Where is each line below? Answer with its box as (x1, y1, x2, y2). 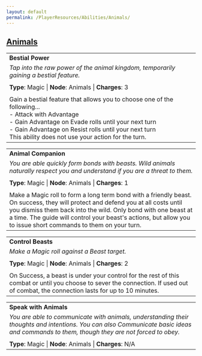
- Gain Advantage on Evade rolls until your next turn (9, 118, 157, 126)
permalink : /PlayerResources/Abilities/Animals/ (6, 14, 130, 20)
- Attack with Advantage (9, 110, 79, 119)
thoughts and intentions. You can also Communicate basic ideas (9, 320, 192, 329)
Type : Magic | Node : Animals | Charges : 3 (9, 83, 129, 92)
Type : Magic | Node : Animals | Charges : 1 (9, 179, 129, 187)
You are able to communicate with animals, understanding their (9, 313, 189, 321)
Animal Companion (9, 149, 66, 158)
